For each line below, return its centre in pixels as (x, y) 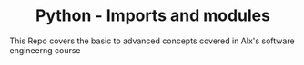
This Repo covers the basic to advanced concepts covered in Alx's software (152, 41)
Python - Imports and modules (153, 16)
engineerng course (45, 50)
